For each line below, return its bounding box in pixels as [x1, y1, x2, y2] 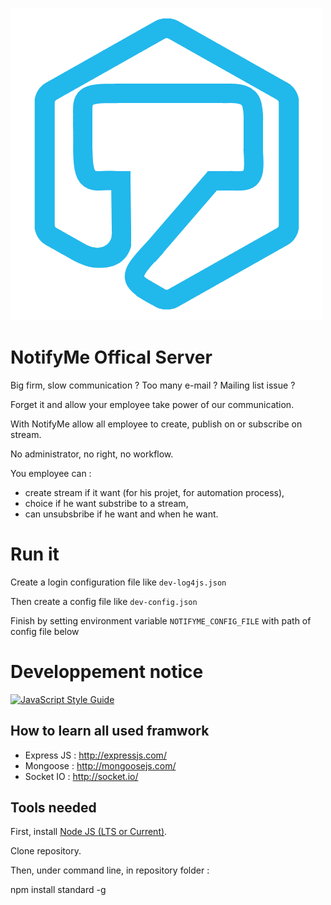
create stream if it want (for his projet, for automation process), [24, 486, 285, 498]
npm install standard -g [10, 884, 107, 896]
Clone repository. [10, 845, 82, 857]
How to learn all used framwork [10, 723, 210, 740]
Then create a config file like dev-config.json [10, 595, 198, 607]
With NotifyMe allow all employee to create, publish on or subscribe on [10, 418, 303, 430]
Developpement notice [10, 661, 204, 683]
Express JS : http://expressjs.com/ [24, 749, 167, 761]
